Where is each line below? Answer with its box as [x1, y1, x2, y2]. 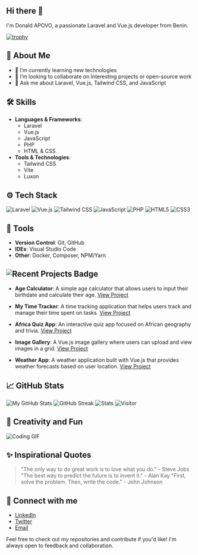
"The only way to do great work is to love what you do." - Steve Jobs [20, 466, 190, 473]
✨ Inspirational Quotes [6, 449, 92, 460]
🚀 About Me [6, 51, 51, 61]
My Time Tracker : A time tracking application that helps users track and [14, 302, 191, 310]
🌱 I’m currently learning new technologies [14, 66, 117, 73]
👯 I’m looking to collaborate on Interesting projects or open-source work [14, 73, 192, 80]
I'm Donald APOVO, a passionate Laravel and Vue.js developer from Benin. [6, 21, 188, 29]
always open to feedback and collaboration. [6, 542, 114, 549]
